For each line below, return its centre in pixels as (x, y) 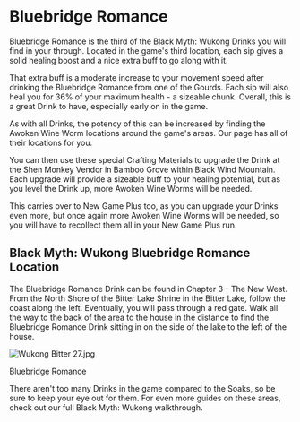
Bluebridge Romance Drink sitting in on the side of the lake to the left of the (148, 327)
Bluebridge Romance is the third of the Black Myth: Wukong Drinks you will (148, 41)
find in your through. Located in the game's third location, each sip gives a (146, 50)
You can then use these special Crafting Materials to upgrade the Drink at (145, 159)
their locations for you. (51, 142)
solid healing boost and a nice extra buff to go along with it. (119, 60)
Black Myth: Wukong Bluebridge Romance (130, 253)
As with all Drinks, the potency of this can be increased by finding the (137, 124)
